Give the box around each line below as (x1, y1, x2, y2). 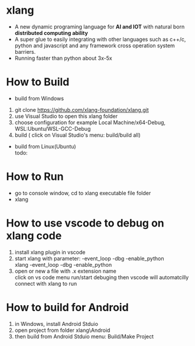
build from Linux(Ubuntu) (14, 143, 76, 150)
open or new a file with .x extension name (14, 267, 117, 274)
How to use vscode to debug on (6, 216, 164, 229)
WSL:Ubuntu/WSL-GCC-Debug (14, 125, 91, 132)
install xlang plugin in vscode (14, 248, 86, 256)
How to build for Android (6, 300, 129, 314)
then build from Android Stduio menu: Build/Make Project (14, 332, 154, 340)
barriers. (14, 48, 36, 55)
